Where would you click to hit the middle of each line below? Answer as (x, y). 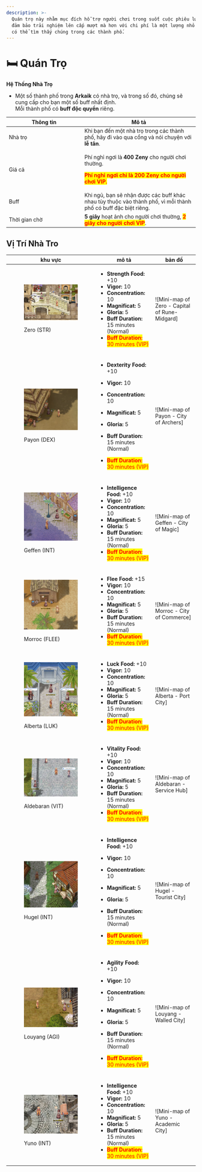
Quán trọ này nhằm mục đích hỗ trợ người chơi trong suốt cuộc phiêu (100, 19)
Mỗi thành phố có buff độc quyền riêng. (65, 109)
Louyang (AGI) (42, 1037)
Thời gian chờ (26, 220)
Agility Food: (123, 963)
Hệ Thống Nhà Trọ (29, 84)
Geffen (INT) (39, 550)
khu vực (51, 259)
